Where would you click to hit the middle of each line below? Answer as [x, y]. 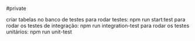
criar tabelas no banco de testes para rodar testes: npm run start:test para [96, 19]
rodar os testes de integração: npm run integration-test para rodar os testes [98, 26]
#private [16, 8]
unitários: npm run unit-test [39, 32]
